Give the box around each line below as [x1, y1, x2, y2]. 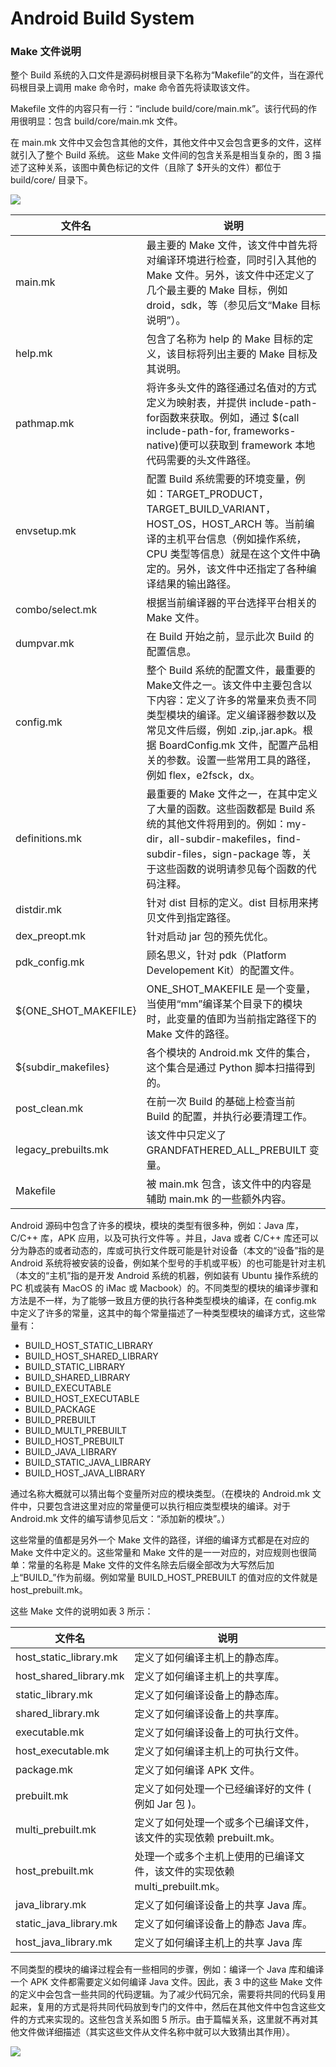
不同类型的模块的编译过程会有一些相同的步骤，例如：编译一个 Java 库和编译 [10, 1963, 325, 1976]
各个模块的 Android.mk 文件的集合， [146, 1046, 317, 1060]
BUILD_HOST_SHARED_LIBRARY [24, 1350, 159, 1362]
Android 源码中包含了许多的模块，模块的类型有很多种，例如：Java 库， [10, 1220, 305, 1232]
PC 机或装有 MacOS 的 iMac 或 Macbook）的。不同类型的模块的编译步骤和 [10, 1282, 319, 1294]
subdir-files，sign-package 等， [146, 847, 302, 861]
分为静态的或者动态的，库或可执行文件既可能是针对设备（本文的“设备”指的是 [10, 1245, 325, 1257]
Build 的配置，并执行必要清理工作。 [146, 1110, 313, 1124]
